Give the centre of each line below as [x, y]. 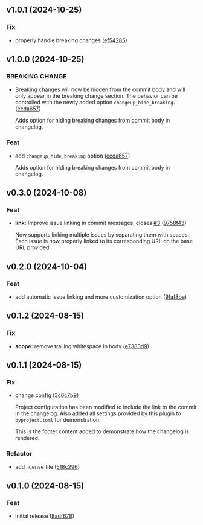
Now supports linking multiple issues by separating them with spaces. [102, 235]
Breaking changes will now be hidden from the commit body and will [100, 89]
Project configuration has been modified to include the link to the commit [106, 407]
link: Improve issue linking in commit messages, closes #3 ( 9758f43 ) [101, 223]
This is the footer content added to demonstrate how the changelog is [102, 431]
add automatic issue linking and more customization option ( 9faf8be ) [101, 297]
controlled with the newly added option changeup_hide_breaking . [95, 103]
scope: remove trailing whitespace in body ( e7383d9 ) [82, 346]
